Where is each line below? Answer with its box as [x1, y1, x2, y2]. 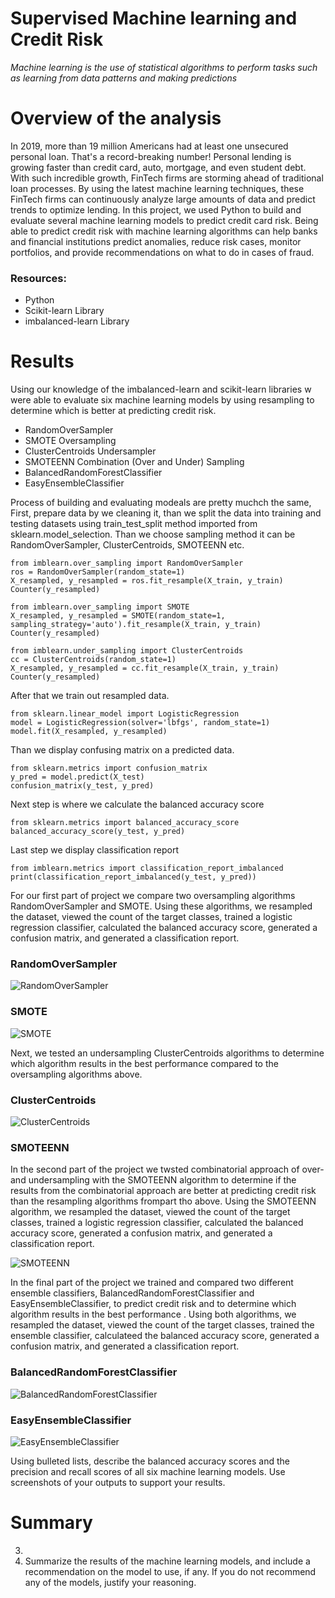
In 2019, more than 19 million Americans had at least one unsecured [10, 140, 289, 152]
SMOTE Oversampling [24, 435, 117, 447]
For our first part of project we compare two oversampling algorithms [10, 890, 296, 902]
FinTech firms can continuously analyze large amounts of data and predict [10, 193, 316, 205]
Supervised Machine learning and [10, 7, 298, 30]
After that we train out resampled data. [10, 690, 170, 702]
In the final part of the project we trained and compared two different [10, 1277, 294, 1289]
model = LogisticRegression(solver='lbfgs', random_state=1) [10, 718, 271, 728]
